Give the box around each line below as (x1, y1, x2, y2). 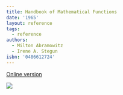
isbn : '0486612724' (6, 54, 55, 60)
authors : (6, 37, 28, 43)
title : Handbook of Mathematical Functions (6, 8, 118, 15)
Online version (6, 70, 42, 77)
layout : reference (6, 20, 52, 26)
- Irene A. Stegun (11, 48, 58, 54)
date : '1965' (6, 15, 39, 21)
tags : (6, 25, 20, 32)
